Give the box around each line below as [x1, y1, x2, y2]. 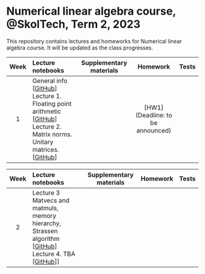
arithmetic [32, 107, 62, 116]
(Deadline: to [135, 111, 173, 119]
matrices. [32, 145, 59, 154]
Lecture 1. [32, 92, 62, 100]
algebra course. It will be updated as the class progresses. [6, 44, 154, 51]
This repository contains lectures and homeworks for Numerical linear [6, 37, 182, 45]
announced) [136, 126, 172, 135]
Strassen [32, 226, 58, 235]
